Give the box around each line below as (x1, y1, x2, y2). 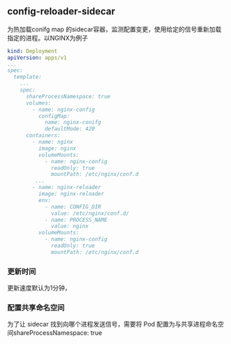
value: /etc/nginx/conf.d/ (51, 209, 130, 217)
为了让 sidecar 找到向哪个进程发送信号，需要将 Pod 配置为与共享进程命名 (7, 320, 218, 329)
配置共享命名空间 (7, 303, 65, 313)
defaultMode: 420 (44, 126, 96, 133)
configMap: (38, 112, 70, 119)
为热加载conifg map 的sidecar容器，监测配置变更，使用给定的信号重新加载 (7, 24, 222, 33)
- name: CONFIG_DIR (44, 203, 101, 210)
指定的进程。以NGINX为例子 (7, 33, 89, 42)
